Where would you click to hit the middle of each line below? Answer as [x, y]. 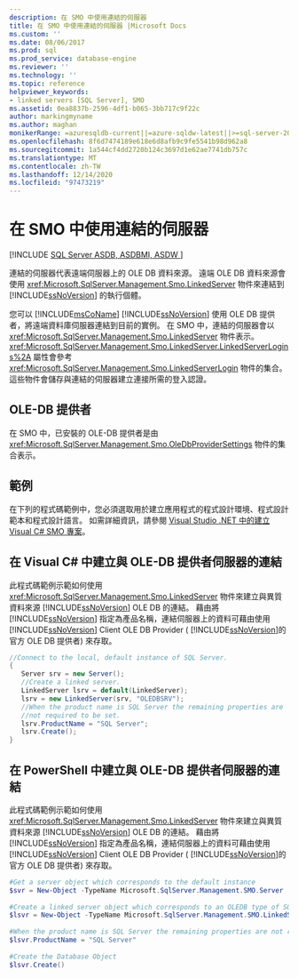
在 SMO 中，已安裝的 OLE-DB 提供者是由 [84, 433]
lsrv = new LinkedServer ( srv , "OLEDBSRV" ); [102, 699]
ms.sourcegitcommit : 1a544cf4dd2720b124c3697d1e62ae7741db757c [129, 149]
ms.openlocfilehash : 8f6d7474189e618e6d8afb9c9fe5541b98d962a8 [129, 141]
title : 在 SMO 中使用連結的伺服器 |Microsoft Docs [98, 26]
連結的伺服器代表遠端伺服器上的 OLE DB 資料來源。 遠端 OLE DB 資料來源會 [148, 273]
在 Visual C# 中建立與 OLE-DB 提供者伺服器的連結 [145, 562]
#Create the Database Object [63, 957]
